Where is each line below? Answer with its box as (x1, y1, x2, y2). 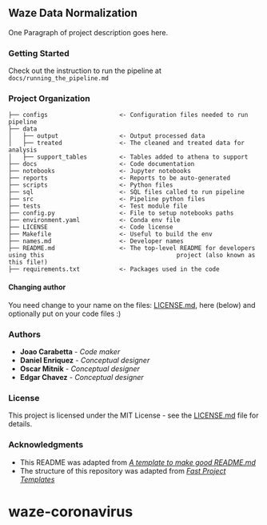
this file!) (8, 258, 48, 267)
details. (8, 419, 33, 429)
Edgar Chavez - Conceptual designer (19, 372, 144, 382)
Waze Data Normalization (8, 6, 138, 20)
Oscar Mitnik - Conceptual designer (19, 364, 140, 374)
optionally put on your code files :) (8, 309, 122, 318)
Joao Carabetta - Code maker (19, 346, 121, 356)
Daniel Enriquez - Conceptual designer (19, 355, 150, 365)
